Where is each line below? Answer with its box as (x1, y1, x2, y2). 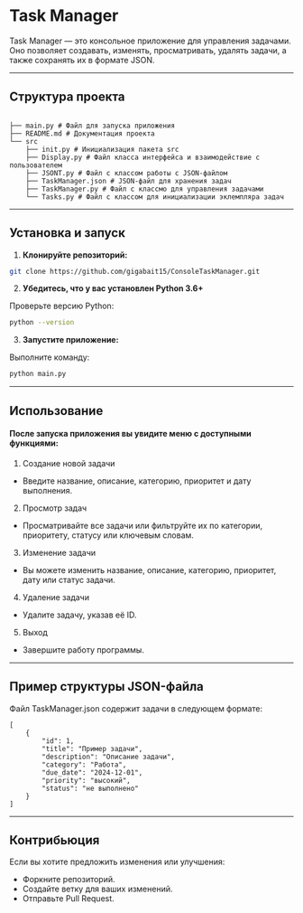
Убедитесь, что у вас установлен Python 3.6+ (22, 283, 204, 294)
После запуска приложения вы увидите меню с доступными (9, 428, 252, 439)
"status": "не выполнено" (41, 784, 140, 793)
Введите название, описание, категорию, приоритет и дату (22, 475, 252, 486)
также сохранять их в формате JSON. (9, 54, 155, 65)
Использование (9, 403, 104, 419)
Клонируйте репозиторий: (22, 249, 128, 260)
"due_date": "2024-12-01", (41, 767, 143, 777)
